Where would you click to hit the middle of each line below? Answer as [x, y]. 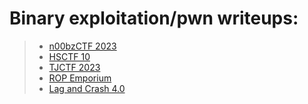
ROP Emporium [80, 78]
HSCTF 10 [69, 56]
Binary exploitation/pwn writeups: [154, 18]
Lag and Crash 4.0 [87, 88]
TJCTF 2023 [74, 67]
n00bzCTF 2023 [82, 46]
